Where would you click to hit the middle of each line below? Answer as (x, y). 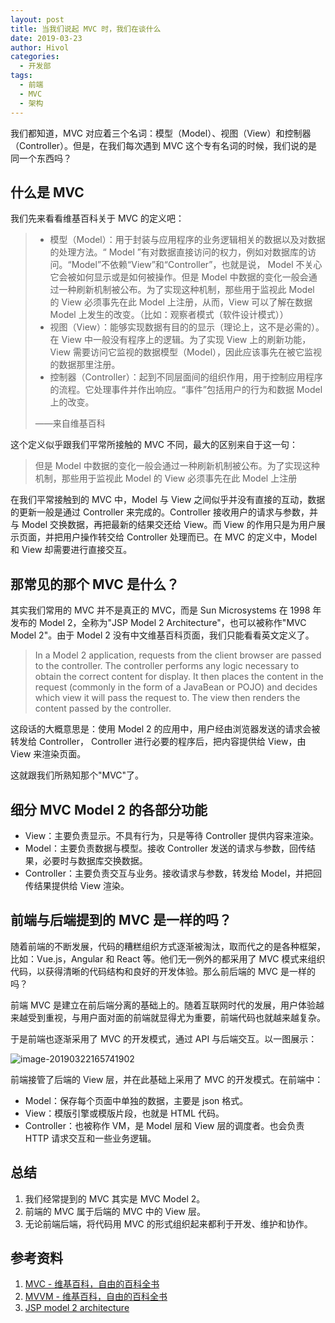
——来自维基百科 (70, 423)
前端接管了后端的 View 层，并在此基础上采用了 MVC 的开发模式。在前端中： (167, 1079)
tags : (21, 76)
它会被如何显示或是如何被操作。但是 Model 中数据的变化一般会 (179, 277)
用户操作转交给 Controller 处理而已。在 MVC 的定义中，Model (190, 537)
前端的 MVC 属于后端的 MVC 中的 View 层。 (115, 1211)
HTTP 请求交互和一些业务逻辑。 (90, 1138)
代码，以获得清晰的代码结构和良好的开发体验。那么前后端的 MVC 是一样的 (163, 971)
